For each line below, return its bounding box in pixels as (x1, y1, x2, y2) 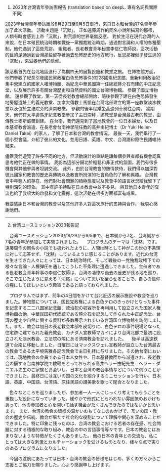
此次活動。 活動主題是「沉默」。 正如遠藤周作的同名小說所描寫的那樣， (13, 27, 157, 33)
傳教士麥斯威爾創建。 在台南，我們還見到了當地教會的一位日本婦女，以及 (5, 118, 154, 124)
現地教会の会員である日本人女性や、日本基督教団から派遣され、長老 (18, 354, 157, 360)
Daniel (5, 130, 18, 136)
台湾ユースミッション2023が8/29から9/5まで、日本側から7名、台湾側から (9, 233, 160, 238)
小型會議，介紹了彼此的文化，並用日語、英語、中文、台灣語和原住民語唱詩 (9, 136, 161, 142)
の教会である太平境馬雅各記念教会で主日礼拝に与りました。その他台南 (5, 348, 148, 354)
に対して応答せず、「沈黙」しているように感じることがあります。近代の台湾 (5, 251, 158, 257)
